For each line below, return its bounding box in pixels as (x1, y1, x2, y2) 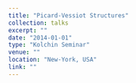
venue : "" (8, 48, 41, 56)
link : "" (8, 63, 37, 71)
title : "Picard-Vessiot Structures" (8, 11, 129, 20)
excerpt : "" (8, 26, 47, 34)
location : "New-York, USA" (8, 56, 97, 64)
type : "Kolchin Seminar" (8, 41, 90, 49)
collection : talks (8, 19, 69, 27)
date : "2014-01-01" (8, 33, 73, 42)
